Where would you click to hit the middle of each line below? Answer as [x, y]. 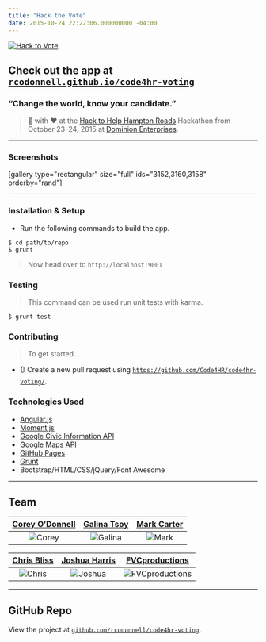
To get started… [54, 354]
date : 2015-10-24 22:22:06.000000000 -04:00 [83, 23]
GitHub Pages [42, 452]
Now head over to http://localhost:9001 [95, 264]
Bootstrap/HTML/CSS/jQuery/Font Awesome [92, 470]
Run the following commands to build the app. [95, 228]
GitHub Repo [40, 611]
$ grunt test [30, 317]
